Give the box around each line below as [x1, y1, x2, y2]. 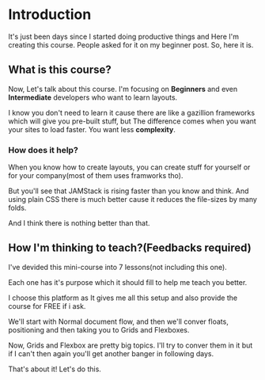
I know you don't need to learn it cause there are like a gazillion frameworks [8, 108, 256, 117]
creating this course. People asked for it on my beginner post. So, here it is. [8, 40, 254, 49]
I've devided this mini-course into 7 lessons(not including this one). [8, 262, 227, 272]
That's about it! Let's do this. [8, 364, 101, 374]
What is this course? [8, 63, 112, 77]
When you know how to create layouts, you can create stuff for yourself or [8, 162, 251, 172]
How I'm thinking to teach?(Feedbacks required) [8, 241, 252, 255]
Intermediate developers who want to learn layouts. [8, 93, 178, 102]
